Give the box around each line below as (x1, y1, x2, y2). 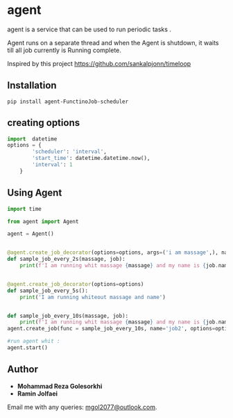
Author (7, 364, 38, 376)
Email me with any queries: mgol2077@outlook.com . (7, 403, 157, 411)
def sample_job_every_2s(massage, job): (7, 256, 126, 263)
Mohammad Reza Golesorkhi (17, 382, 103, 390)
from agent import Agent (7, 218, 79, 225)
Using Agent (7, 187, 62, 199)
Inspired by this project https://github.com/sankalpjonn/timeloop (7, 59, 191, 67)
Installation (7, 79, 57, 92)
